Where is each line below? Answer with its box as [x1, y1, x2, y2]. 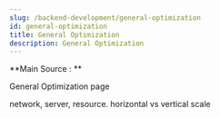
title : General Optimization [9, 30, 120, 39]
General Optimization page [9, 81, 110, 92]
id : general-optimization [9, 22, 107, 31]
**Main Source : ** [9, 64, 82, 74]
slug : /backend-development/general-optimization [9, 13, 202, 23]
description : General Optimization [9, 38, 145, 48]
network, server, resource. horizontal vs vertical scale [9, 99, 211, 110]
